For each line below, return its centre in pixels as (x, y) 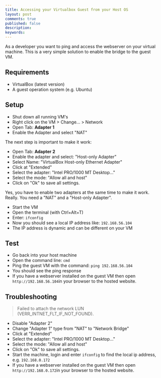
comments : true (21, 19)
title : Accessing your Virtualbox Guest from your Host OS (67, 10)
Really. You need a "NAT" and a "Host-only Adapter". (58, 198)
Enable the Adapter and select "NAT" (50, 132)
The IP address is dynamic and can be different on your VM (72, 228)
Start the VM (25, 207)
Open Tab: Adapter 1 (33, 127)
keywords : (15, 32)
